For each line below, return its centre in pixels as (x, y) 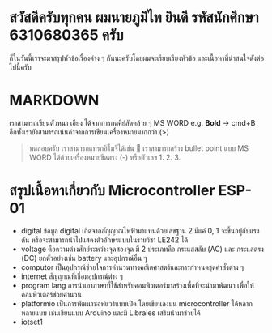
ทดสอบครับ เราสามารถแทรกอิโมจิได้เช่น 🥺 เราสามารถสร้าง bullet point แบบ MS (139, 148)
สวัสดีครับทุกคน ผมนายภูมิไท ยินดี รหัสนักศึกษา (134, 17)
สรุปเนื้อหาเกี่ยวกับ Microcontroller (112, 191)
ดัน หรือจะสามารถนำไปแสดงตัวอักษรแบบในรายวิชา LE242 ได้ (104, 240)
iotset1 (32, 322)
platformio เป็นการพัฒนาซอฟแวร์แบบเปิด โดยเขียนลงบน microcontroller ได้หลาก (137, 303)
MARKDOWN (54, 100)
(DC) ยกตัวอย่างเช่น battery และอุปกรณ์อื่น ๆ (84, 258)
